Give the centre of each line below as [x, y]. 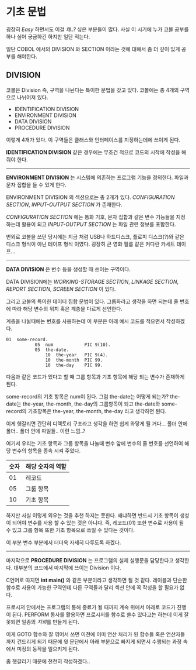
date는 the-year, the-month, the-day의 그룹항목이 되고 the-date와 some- [92, 404]
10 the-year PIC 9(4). [77, 355]
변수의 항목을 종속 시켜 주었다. [46, 451]
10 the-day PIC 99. [74, 365]
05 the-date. [52, 350]
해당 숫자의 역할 [46, 466]
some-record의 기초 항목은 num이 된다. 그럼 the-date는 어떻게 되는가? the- [93, 396]
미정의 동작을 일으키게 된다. [48, 649]
